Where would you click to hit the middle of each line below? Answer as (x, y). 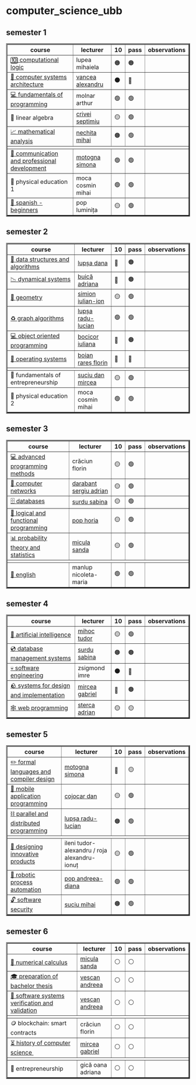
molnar (86, 95)
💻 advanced (28, 456)
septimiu (88, 121)
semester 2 (27, 232)
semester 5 (27, 734)
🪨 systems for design (41, 685)
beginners (24, 210)
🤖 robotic (23, 875)
